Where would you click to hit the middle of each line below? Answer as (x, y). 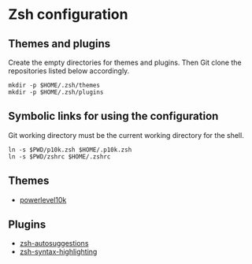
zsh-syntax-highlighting (58, 252)
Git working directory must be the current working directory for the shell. (126, 135)
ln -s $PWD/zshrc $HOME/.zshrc (59, 156)
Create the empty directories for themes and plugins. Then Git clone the (125, 62)
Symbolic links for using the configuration (113, 116)
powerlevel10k (43, 199)
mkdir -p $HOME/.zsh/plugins (56, 92)
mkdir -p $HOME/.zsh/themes (54, 85)
